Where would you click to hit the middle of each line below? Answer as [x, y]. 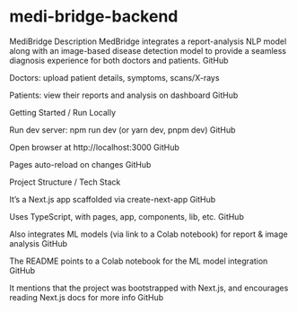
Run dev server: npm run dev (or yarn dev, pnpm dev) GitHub [122, 130]
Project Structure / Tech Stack [65, 182]
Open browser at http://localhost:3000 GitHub [94, 147]
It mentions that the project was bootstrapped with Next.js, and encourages [149, 288]
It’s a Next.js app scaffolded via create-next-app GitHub [113, 199]
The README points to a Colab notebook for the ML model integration [139, 261]
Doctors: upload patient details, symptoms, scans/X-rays [114, 77]
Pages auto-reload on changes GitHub [80, 164]
